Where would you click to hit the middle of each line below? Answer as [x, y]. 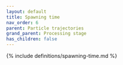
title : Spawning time [33, 17]
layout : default [26, 12]
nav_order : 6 [22, 22]
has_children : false [32, 39]
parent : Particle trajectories [45, 28]
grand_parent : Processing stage [46, 34]
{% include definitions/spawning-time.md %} [62, 56]
